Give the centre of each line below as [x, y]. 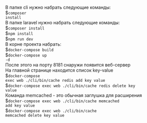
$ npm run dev [19, 39]
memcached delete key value [35, 115]
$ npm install [19, 33]
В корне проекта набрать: [33, 44]
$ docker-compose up [26, 55]
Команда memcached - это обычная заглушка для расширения [74, 95]
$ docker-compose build [30, 50]
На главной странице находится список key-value [59, 70]
